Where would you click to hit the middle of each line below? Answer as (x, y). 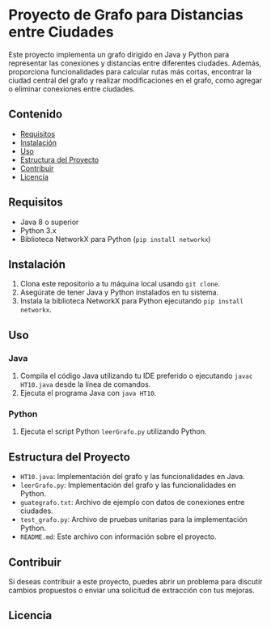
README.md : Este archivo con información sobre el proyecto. (118, 537)
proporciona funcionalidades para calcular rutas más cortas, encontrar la (130, 71)
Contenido (36, 115)
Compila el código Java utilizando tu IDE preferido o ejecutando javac (136, 376)
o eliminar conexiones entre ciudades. (72, 89)
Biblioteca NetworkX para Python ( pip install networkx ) (115, 239)
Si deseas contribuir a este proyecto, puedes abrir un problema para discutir (135, 581)
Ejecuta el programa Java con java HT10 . (88, 393)
